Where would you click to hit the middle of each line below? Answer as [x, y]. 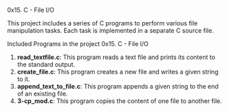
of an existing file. [42, 93]
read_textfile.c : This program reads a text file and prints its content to [116, 57]
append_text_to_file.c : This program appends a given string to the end [118, 86]
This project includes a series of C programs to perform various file [102, 23]
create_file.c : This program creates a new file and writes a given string [118, 72]
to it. [23, 79]
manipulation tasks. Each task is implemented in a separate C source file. [111, 31]
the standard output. [46, 64]
